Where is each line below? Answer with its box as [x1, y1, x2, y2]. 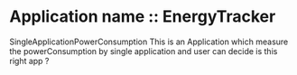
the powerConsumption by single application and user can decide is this [9, 45, 278, 56]
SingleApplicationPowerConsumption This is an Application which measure [9, 36, 289, 47]
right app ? [9, 55, 50, 66]
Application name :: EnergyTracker [9, 6, 276, 27]
